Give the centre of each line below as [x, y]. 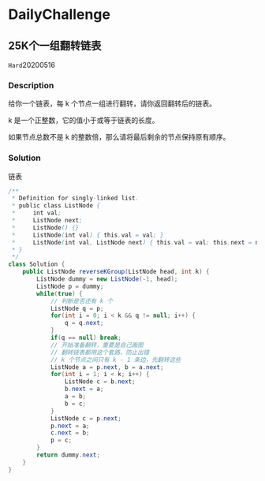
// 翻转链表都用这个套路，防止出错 [100, 352]
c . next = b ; [70, 433]
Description [31, 85]
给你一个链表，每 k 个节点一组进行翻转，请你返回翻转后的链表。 [112, 103]
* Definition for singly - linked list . [75, 199]
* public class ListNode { [56, 206]
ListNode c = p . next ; [86, 418]
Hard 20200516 [32, 65]
